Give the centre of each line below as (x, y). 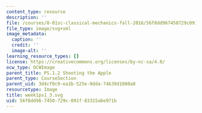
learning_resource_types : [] (43, 56)
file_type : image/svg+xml (38, 28)
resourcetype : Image (32, 90)
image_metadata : (26, 34)
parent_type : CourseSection (41, 78)
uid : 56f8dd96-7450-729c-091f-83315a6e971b (62, 100)
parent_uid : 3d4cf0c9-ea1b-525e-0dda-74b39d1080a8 (71, 84)
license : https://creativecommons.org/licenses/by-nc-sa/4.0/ (86, 62)
